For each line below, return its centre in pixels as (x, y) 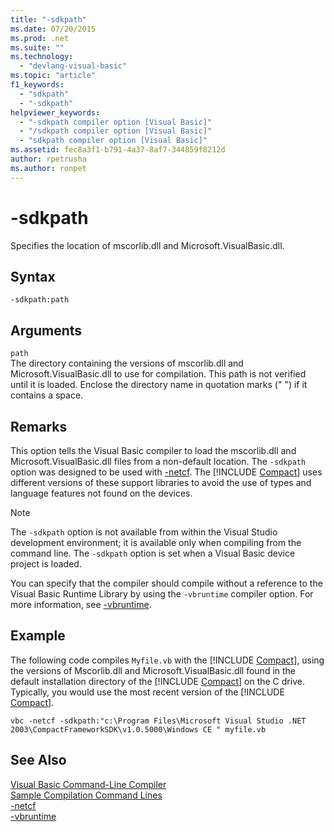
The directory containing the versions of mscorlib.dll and (127, 363)
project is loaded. (46, 564)
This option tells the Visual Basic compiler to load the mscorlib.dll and (153, 450)
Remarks (39, 426)
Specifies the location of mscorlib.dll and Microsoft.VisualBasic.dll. (147, 245)
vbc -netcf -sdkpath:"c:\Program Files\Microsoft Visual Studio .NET (158, 721)
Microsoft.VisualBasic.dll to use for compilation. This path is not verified (158, 374)
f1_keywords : (37, 85)
